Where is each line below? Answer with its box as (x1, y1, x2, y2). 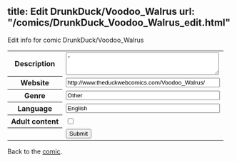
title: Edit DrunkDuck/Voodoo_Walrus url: (7, 6, 195, 18)
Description (14, 59, 56, 69)
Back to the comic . (7, 147, 63, 156)
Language (17, 104, 52, 114)
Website (20, 78, 50, 88)
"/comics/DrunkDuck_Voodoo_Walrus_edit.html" (7, 17, 231, 29)
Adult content (11, 117, 59, 126)
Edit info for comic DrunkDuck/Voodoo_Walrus (7, 36, 144, 44)
